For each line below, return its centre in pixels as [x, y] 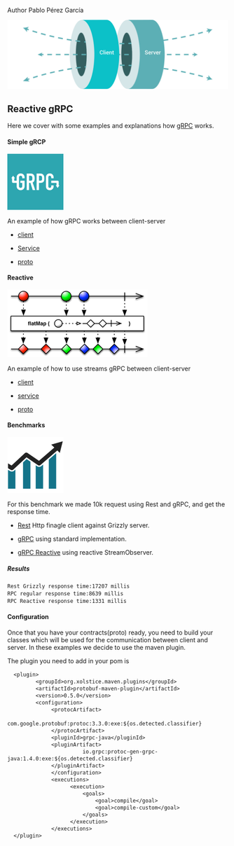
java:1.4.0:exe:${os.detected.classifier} [70, 758]
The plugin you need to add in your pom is [68, 660]
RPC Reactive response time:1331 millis [67, 601]
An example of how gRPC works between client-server [87, 221]
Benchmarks [26, 425]
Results [19, 568]
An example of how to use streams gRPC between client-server [99, 368]
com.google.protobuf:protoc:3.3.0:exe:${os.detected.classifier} [104, 723]
